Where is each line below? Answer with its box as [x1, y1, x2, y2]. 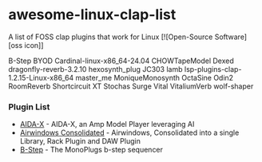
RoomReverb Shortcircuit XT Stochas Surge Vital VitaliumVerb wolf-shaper [8, 81, 254, 91]
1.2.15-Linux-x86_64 [8, 73, 74, 82]
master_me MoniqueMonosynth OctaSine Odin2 [75, 73, 234, 82]
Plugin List [8, 101, 50, 113]
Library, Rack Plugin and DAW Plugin [19, 136, 141, 146]
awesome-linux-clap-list [8, 6, 177, 24]
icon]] [24, 40, 44, 49]
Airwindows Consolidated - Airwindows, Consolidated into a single [19, 128, 240, 137]
